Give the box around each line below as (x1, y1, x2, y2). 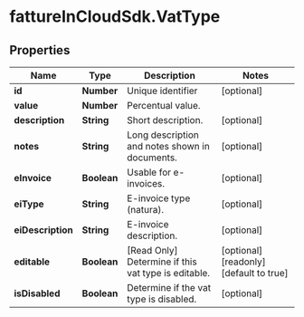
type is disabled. (126, 293, 197, 305)
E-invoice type (126, 192, 191, 205)
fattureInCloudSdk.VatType (9, 6, 221, 27)
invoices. (126, 178, 166, 189)
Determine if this (126, 255, 197, 268)
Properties (9, 43, 71, 58)
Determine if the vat (126, 282, 211, 293)
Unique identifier (126, 84, 198, 97)
